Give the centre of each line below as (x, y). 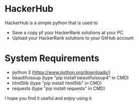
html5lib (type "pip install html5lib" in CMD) (57, 83)
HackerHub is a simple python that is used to (51, 23)
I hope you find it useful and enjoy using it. (49, 98)
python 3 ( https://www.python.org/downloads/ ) (61, 72)
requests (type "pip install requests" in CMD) (58, 88)
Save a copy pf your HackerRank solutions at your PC (68, 32)
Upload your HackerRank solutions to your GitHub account (73, 38)
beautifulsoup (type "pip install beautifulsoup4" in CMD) (70, 77)
